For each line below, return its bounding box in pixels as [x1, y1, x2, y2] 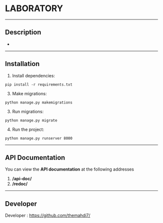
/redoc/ [12, 181, 28, 187]
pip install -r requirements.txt [5, 82, 73, 87]
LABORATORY [5, 3, 64, 14]
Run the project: [12, 126, 45, 132]
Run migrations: [12, 108, 44, 114]
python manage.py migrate [5, 118, 57, 123]
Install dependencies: [12, 72, 55, 78]
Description [5, 28, 41, 36]
